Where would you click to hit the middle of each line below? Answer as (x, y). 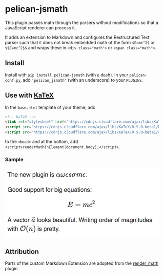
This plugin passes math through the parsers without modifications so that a (82, 23)
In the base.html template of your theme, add (50, 107)
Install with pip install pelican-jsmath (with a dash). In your (67, 75)
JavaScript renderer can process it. (41, 27)
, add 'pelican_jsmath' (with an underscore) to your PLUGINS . (82, 80)
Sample (14, 159)
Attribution (22, 252)
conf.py (13, 80)
